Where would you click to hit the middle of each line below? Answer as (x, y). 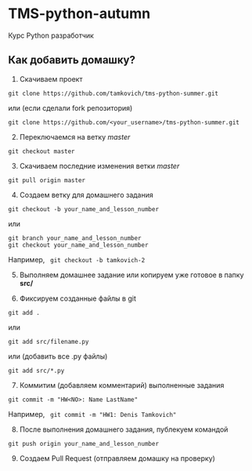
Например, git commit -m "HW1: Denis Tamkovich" (92, 414)
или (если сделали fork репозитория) (70, 108)
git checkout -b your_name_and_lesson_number (83, 209)
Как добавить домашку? (72, 60)
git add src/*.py (36, 371)
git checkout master (42, 151)
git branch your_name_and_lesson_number (75, 238)
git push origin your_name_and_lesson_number (83, 444)
